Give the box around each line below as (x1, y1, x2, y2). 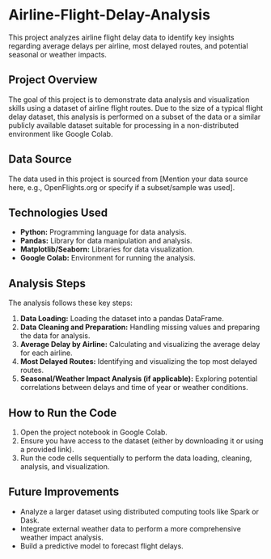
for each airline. (19, 348, 73, 358)
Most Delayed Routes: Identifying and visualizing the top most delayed (19, 357, 257, 366)
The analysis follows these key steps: (8, 298, 133, 308)
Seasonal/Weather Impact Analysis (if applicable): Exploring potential (19, 374, 258, 383)
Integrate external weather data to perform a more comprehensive (19, 523, 241, 533)
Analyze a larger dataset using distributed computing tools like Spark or (19, 506, 259, 516)
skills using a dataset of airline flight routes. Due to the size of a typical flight (8, 103, 264, 112)
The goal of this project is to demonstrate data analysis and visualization (8, 95, 250, 104)
